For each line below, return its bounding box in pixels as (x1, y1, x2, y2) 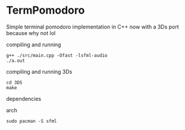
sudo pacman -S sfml (6, 118, 58, 124)
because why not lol (6, 29, 56, 36)
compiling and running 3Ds (6, 68, 73, 75)
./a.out (6, 58, 26, 64)
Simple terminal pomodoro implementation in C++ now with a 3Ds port (6, 23, 180, 30)
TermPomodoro (6, 4, 85, 17)
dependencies (6, 95, 42, 102)
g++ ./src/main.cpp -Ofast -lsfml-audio (6, 52, 108, 58)
